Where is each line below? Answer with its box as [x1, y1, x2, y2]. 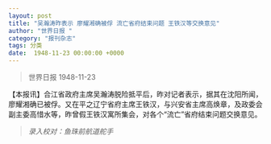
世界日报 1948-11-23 [27, 72, 96, 81]
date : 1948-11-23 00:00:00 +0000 [8, 49, 125, 57]
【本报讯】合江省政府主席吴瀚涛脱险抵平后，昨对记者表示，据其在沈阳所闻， [8, 89, 263, 99]
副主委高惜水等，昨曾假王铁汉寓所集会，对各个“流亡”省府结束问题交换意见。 [8, 109, 262, 119]
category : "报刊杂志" [8, 34, 77, 43]
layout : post [8, 11, 52, 20]
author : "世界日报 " [8, 27, 73, 35]
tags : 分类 [8, 42, 43, 50]
